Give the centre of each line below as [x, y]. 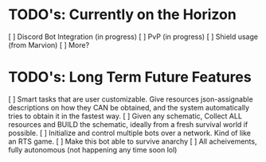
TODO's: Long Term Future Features [130, 77]
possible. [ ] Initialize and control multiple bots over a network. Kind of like [130, 133]
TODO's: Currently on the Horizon [122, 15]
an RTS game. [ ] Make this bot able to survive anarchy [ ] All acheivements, [133, 141]
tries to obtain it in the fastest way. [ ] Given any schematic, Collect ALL [125, 116]
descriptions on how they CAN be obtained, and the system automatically [129, 107]
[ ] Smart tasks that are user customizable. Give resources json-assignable [131, 99]
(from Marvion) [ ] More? [49, 44]
